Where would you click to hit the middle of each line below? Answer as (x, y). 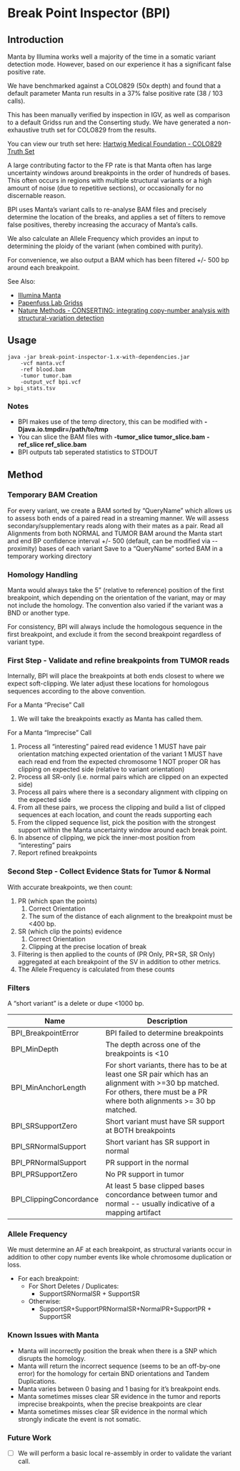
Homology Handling (43, 575)
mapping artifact (133, 1212)
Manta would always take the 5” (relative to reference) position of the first (116, 590)
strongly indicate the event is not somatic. (79, 1419)
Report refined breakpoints (57, 853)
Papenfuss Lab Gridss (50, 303)
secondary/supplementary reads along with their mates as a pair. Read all (115, 525)
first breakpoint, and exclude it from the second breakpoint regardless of (114, 635)
